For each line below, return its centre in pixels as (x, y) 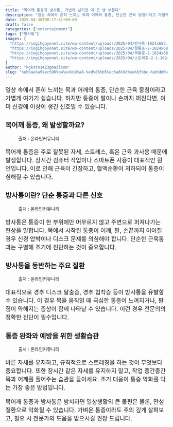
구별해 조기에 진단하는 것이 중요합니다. (67, 247)
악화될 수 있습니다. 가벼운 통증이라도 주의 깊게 (87, 410)
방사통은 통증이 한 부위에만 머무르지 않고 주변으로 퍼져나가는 (83, 222)
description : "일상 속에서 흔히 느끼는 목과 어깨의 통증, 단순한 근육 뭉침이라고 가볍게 (87, 15)
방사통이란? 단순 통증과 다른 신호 (54, 196)
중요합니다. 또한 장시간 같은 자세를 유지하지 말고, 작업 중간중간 (85, 371)
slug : (11, 72)
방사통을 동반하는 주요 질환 (45, 266)
